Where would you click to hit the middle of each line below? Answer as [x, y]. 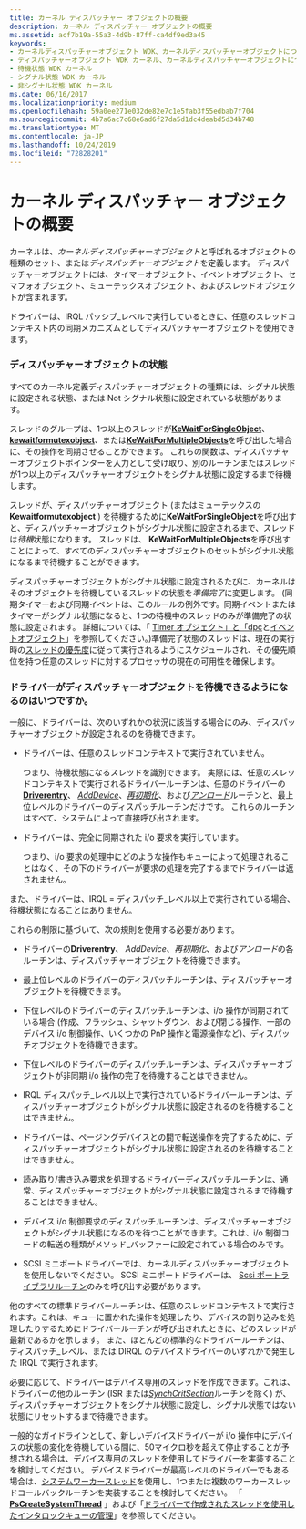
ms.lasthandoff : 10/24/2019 [63, 145]
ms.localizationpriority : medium [73, 103]
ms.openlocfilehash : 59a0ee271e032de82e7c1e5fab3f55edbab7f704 [132, 111]
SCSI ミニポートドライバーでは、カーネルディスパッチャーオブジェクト [156, 1264]
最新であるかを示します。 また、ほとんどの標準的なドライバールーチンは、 [149, 1340]
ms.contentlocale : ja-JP [56, 137]
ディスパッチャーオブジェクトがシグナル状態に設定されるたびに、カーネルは [153, 581]
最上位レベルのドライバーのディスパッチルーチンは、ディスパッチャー [153, 980]
